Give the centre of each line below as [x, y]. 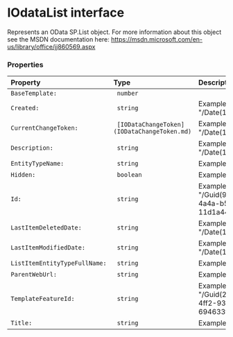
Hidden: [23, 175]
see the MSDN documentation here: [58, 39]
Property [26, 83]
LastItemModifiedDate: [48, 248]
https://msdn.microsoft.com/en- [157, 39]
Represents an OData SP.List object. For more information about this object [114, 32]
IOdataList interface [66, 13]
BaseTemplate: [34, 94]
